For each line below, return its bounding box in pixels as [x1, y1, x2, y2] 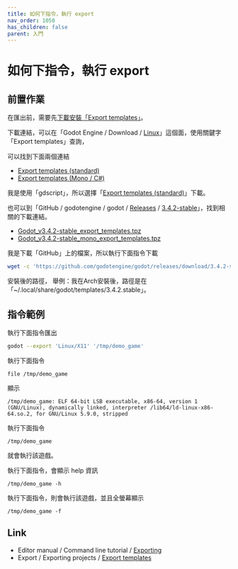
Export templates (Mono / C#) [17, 174, 105, 183]
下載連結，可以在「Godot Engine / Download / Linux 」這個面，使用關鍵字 [7, 128, 222, 137]
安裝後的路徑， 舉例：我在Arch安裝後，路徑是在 [7, 277, 147, 286]
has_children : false [7, 23, 69, 30]
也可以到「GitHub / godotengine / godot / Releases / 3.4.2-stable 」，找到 [7, 203, 220, 213]
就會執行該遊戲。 [7, 451, 57, 459]
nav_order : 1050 [7, 17, 55, 24]
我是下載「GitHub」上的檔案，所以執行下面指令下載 [7, 249, 158, 257]
